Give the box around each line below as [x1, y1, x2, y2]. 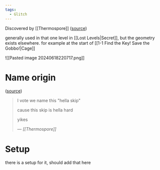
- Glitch [9, 12, 27, 17]
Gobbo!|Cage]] [5, 45, 35, 51]
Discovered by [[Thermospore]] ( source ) [5, 25, 87, 31]
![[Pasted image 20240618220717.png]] [5, 55, 85, 60]
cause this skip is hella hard [17, 107, 73, 113]
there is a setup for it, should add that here [5, 160, 91, 166]
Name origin [5, 72, 56, 83]
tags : [5, 7, 16, 12]
